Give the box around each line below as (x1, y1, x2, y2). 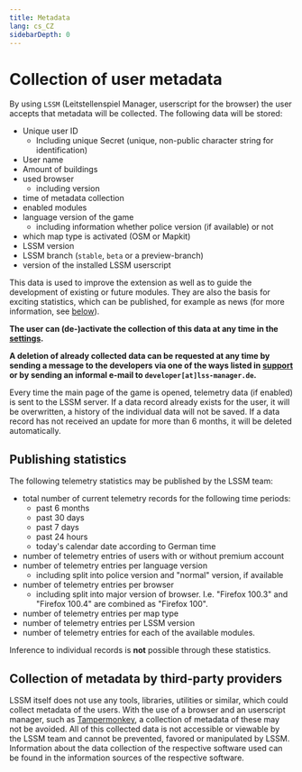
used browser (22, 173, 75, 185)
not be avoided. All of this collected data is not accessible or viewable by (9, 723, 280, 734)
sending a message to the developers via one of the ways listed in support (9, 360, 294, 371)
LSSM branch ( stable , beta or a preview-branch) (22, 250, 205, 262)
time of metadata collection (22, 193, 124, 204)
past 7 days (35, 522, 79, 533)
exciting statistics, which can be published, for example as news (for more (9, 297, 286, 308)
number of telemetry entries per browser (22, 579, 174, 591)
